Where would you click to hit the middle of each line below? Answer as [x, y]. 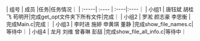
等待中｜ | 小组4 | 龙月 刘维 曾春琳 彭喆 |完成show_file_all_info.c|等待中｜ [96, 31]
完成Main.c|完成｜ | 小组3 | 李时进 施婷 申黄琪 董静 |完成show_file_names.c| [100, 24]
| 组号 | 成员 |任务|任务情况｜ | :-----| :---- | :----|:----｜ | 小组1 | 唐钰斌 [94, 9]
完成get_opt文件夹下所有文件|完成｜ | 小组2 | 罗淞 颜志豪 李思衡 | [111, 17]
